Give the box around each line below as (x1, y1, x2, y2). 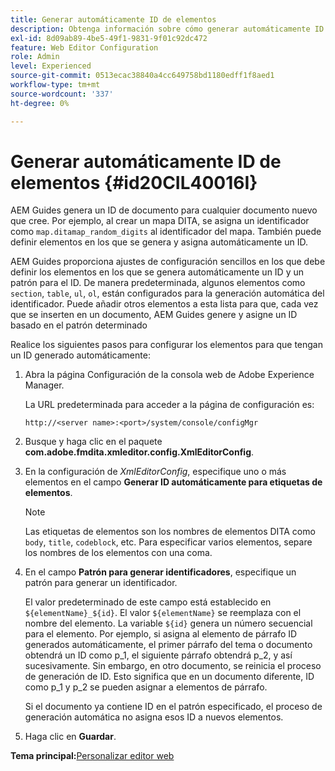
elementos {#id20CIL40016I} (10, 171, 258, 194)
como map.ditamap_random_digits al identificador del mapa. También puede (10, 226, 322, 238)
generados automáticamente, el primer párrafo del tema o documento (24, 639, 313, 651)
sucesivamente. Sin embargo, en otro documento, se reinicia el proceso (24, 660, 322, 672)
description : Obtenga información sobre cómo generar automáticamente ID (10, 24, 325, 34)
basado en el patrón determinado (10, 319, 148, 331)
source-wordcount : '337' (10, 89, 114, 99)
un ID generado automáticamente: (10, 349, 151, 361)
